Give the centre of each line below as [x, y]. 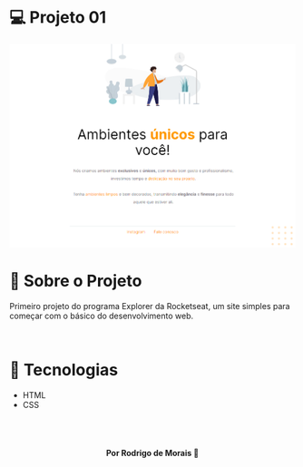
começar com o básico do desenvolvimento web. [102, 316]
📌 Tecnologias [64, 370]
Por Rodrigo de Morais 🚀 [152, 452]
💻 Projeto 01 [58, 18]
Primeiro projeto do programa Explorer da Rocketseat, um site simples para [150, 306]
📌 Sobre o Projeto [76, 281]
